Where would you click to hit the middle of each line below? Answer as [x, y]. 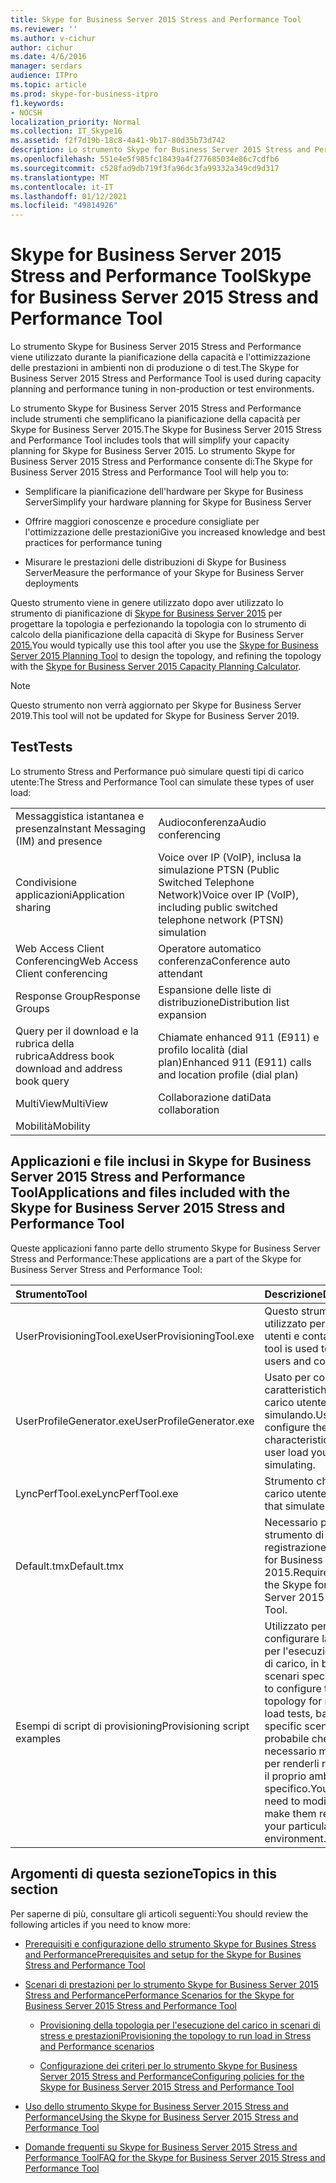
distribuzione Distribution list [224, 1002]
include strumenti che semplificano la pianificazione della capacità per [155, 419]
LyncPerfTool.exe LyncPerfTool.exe [97, 1493]
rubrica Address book [65, 1056]
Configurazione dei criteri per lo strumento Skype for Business [168, 2065]
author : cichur [42, 47]
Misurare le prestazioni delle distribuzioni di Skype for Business [155, 562]
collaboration [189, 1109]
